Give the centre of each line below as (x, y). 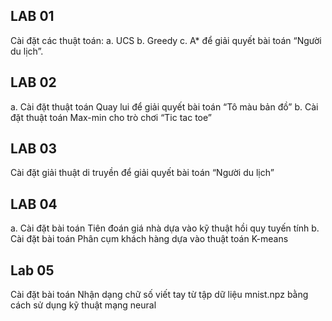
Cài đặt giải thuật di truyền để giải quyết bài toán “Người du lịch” (142, 173)
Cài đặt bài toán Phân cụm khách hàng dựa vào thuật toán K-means (149, 239)
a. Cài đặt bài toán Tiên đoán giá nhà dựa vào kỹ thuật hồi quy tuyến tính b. (165, 228)
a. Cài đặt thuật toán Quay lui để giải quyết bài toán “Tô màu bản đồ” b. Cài (164, 106)
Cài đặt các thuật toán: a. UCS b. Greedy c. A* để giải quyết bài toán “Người (166, 40)
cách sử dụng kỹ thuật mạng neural (83, 305)
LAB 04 (34, 204)
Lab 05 (32, 270)
